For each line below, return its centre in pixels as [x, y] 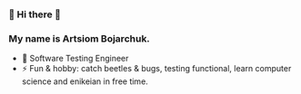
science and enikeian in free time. [85, 81]
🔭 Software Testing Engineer [75, 59]
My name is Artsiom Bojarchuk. [80, 38]
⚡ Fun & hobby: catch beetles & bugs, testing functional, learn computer [156, 69]
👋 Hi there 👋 [35, 14]
